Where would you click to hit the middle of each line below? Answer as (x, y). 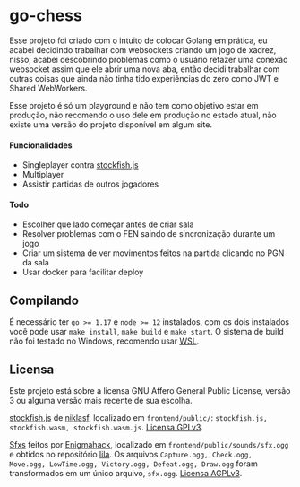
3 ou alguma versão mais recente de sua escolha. (101, 400)
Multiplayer (43, 175)
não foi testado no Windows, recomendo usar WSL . (104, 341)
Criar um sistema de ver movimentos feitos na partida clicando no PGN (153, 253)
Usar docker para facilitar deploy (83, 272)
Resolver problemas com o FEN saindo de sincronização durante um (149, 234)
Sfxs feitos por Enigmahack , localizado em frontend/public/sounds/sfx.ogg (149, 444)
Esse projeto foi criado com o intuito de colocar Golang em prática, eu (138, 40)
